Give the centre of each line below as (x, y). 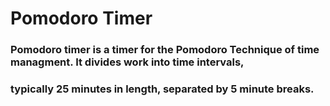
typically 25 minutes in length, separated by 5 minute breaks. (162, 89)
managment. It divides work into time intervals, (127, 62)
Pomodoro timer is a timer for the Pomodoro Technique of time (165, 50)
